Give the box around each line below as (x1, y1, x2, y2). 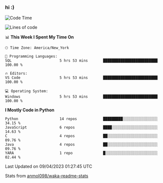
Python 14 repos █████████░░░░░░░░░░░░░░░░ (5, 117, 158, 122)
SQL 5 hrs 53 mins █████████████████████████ (5, 58, 158, 63)
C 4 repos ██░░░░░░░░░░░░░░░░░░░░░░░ (5, 134, 158, 139)
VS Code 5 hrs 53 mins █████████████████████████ (5, 75, 158, 81)
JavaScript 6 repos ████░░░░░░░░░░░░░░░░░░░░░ (5, 125, 158, 130)
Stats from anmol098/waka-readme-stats (5, 173, 89, 179)
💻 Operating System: (5, 89, 49, 94)
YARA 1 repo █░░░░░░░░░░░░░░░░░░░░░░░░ (5, 151, 158, 156)
